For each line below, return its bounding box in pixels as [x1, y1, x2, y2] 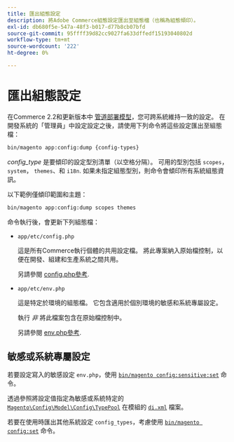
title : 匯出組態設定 [7, 10, 61, 18]
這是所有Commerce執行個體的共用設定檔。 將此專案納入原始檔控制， [17, 246, 217, 255]
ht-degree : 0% [7, 50, 49, 57]
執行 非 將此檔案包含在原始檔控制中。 [17, 313, 126, 321]
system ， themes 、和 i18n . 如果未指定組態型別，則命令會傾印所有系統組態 [7, 166, 219, 175]
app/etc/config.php [17, 233, 75, 240]
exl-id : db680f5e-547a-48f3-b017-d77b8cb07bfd [7, 23, 146, 30]
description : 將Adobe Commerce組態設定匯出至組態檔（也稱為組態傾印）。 [7, 17, 200, 24]
